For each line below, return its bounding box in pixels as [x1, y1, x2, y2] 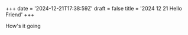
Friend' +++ [5, 11, 35, 18]
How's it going [5, 23, 41, 29]
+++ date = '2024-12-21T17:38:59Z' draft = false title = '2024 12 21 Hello [5, 5, 183, 12]
